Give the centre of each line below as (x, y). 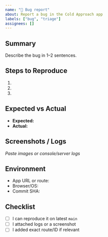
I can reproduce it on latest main (45, 219)
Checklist (20, 207)
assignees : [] (20, 23)
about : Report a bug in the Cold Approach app (54, 14)
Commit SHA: (26, 191)
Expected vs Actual (36, 109)
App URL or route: (31, 181)
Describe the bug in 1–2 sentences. (41, 55)
